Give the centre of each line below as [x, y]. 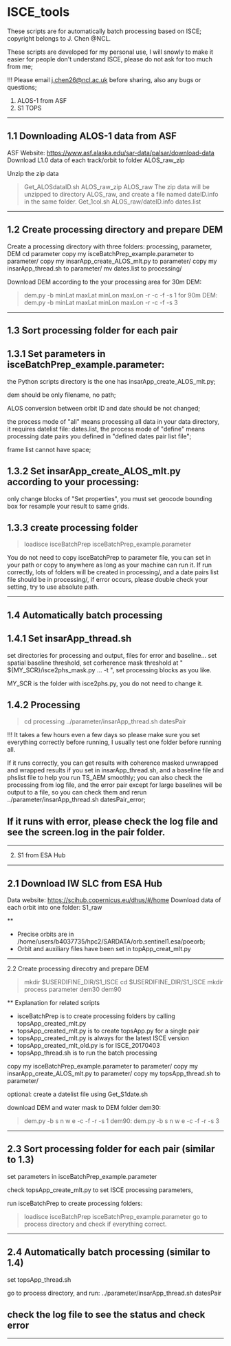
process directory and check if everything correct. [95, 1224]
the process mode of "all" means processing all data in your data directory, [113, 421]
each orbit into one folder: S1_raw [55, 908]
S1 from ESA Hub [41, 855]
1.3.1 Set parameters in [56, 354]
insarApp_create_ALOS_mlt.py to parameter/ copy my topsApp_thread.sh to [114, 1073]
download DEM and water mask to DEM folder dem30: [84, 1108]
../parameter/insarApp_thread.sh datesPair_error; [76, 800]
